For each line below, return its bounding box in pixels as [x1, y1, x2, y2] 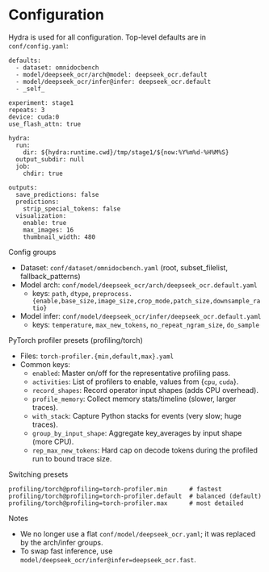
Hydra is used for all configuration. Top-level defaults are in [8, 32, 207, 42]
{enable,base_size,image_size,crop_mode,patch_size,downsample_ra [32, 297, 261, 305]
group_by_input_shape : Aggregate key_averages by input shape [32, 428, 242, 437]
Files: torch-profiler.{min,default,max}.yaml [19, 351, 174, 361]
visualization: [15, 211, 67, 219]
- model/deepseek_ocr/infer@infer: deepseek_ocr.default [15, 77, 212, 86]
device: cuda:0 [8, 113, 60, 121]
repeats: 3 [8, 106, 45, 114]
